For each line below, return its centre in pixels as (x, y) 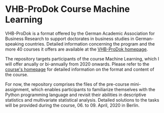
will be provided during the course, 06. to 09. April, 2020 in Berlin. (72, 105)
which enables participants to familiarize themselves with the (93, 89)
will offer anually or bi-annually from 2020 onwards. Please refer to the (77, 64)
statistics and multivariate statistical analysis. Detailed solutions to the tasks (82, 100)
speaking (15, 44)
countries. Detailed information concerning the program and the (90, 44)
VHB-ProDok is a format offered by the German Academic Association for (80, 33)
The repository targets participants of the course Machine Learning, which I (82, 58)
